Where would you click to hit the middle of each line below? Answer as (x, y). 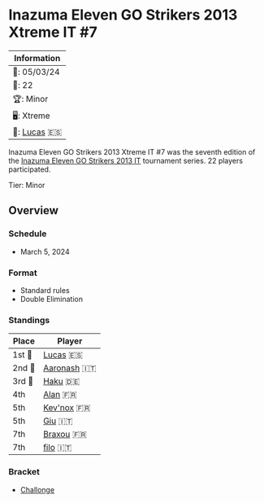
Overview (34, 210)
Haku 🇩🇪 (62, 382)
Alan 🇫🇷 (60, 395)
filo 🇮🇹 (58, 448)
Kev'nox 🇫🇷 (67, 408)
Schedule (28, 234)
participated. (30, 169)
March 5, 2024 (45, 251)
